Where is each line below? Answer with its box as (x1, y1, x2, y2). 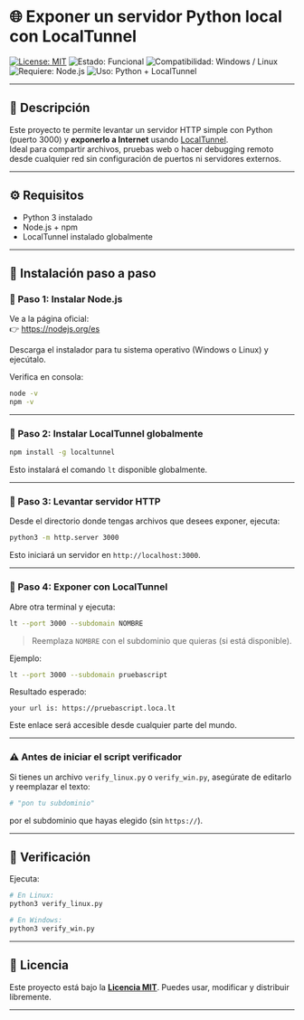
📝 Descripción (9, 100, 90, 116)
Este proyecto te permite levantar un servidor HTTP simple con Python (9, 124, 273, 135)
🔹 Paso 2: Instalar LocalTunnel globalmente (9, 427, 204, 439)
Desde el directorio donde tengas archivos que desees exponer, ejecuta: (9, 515, 280, 526)
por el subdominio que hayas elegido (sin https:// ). (9, 815, 204, 826)
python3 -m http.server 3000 (9, 534, 119, 543)
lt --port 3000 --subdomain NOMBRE (9, 619, 144, 628)
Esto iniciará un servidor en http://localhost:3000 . (9, 550, 201, 561)
